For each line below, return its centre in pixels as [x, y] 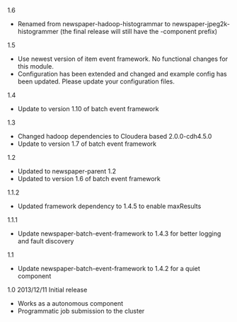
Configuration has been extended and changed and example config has [122, 74]
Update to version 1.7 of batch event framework [87, 144]
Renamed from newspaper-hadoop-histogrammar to [94, 24]
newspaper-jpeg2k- [201, 24]
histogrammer [38, 31]
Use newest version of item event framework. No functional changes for [123, 59]
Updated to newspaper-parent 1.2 [67, 171]
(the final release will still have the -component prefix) [139, 31]
